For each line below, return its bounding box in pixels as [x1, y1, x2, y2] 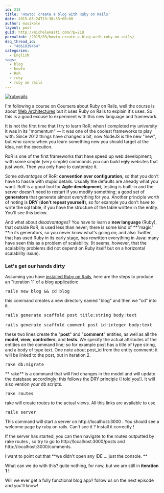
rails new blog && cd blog [5, 288, 70, 294]
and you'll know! [5, 482, 38, 488]
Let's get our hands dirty [5, 263, 65, 270]
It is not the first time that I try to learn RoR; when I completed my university [5, 123, 158, 129]
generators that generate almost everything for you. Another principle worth [5, 194, 160, 200]
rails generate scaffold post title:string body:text [5, 312, 137, 318]
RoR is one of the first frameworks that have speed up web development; [5, 153, 153, 159]
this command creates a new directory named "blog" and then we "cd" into [5, 297, 157, 303]
